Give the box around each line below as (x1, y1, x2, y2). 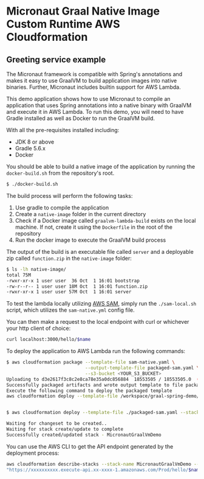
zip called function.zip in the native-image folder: (6, 254, 132, 262)
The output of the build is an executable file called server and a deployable (6, 248, 194, 255)
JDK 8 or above (15, 138, 55, 145)
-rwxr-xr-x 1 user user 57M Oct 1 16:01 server (6, 289, 132, 295)
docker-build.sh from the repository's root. (6, 169, 115, 177)
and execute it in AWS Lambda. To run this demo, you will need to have (6, 108, 184, 115)
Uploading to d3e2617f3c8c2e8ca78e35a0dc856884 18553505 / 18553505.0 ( (6, 376, 200, 382)
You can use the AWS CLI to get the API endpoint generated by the (6, 442, 174, 450)
